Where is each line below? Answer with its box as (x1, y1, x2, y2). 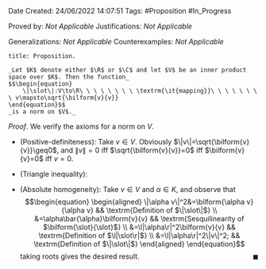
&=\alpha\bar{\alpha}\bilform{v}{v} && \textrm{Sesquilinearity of (34, 214, 245, 223)
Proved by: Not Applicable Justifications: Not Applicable (8, 21, 193, 31)
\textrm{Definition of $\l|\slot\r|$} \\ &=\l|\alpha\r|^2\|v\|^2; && (38, 231, 241, 240)
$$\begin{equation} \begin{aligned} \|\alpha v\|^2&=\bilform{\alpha (25, 197, 245, 206)
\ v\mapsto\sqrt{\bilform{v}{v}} (8, 94, 119, 102)
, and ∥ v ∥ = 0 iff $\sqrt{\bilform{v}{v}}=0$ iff (56, 145, 203, 155)
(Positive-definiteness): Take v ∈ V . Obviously (19, 137, 172, 146)
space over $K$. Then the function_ (8, 73, 129, 81)
